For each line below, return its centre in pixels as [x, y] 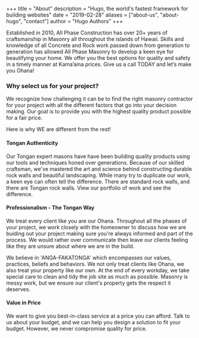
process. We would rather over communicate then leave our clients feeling [97, 239]
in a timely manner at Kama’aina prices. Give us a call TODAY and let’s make [99, 64]
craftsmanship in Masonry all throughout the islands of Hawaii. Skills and [95, 39]
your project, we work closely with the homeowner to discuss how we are [96, 227]
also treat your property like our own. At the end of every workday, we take [98, 270]
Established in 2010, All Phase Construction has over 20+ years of [87, 33]
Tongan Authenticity [32, 143]
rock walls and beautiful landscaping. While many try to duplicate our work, [99, 175]
